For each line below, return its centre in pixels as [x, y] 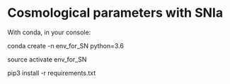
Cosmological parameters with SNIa [115, 13]
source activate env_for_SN [47, 59]
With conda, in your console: [49, 32]
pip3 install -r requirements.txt [52, 73]
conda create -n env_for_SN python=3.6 [65, 45]
